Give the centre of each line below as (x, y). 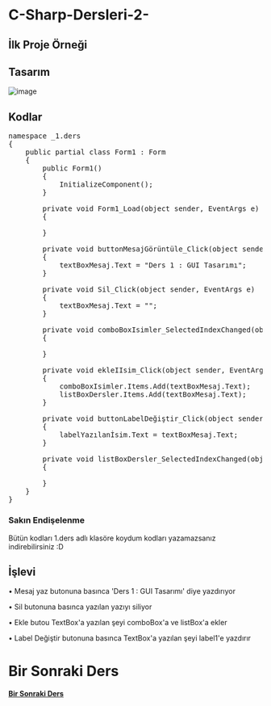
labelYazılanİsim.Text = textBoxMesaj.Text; (149, 435)
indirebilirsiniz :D (36, 546)
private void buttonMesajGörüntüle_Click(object (140, 249)
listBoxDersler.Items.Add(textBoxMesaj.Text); (153, 395)
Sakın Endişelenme (47, 520)
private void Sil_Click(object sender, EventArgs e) (149, 290)
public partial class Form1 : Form (96, 152)
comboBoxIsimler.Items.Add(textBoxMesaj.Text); (155, 387)
